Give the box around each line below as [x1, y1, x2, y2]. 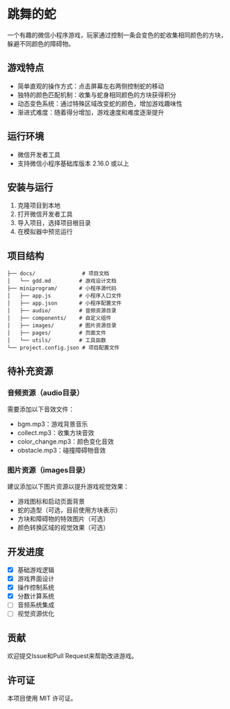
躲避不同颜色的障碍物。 [7, 39, 75, 47]
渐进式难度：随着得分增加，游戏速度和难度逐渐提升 [17, 108, 164, 116]
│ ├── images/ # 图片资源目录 [7, 322, 117, 329]
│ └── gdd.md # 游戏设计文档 [7, 277, 117, 285]
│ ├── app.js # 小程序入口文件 [7, 293, 122, 300]
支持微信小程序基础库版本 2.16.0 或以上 [17, 159, 130, 168]
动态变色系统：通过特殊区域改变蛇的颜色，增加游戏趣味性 [17, 99, 183, 108]
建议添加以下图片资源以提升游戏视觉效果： [7, 483, 130, 491]
